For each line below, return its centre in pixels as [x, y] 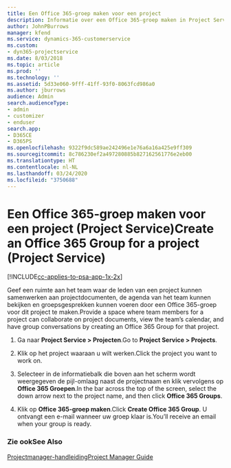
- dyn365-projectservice [43, 52]
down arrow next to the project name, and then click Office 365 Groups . [120, 396]
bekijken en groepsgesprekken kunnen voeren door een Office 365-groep [112, 305]
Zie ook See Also [35, 442]
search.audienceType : [38, 103]
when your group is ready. [54, 424]
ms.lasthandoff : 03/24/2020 [47, 173]
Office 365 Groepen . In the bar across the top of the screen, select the [117, 389]
